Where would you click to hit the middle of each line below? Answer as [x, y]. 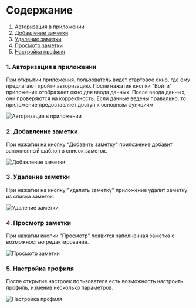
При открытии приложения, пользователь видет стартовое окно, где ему [98, 80]
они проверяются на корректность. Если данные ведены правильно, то [96, 98]
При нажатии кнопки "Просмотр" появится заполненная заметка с [90, 236]
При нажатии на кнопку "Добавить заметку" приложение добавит [89, 144]
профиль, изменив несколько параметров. [60, 288]
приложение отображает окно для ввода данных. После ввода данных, [96, 92]
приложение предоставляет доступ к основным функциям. [81, 105]
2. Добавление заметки [42, 131]
